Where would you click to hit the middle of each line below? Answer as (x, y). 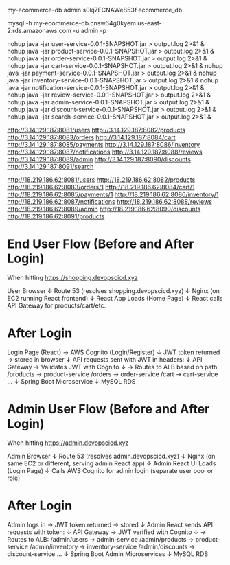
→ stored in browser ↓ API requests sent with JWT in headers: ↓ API (105, 359)
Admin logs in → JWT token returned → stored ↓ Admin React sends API (110, 524)
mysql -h (20, 23)
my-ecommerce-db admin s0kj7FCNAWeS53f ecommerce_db (95, 10)
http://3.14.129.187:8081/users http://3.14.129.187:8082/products (96, 130)
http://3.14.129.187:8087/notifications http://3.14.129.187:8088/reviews (105, 152)
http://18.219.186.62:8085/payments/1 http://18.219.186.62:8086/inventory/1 (113, 194)
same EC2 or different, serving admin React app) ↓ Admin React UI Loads (112, 463)
